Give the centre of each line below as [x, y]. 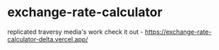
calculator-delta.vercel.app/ [48, 39]
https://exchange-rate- [178, 32]
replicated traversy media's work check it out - [75, 32]
